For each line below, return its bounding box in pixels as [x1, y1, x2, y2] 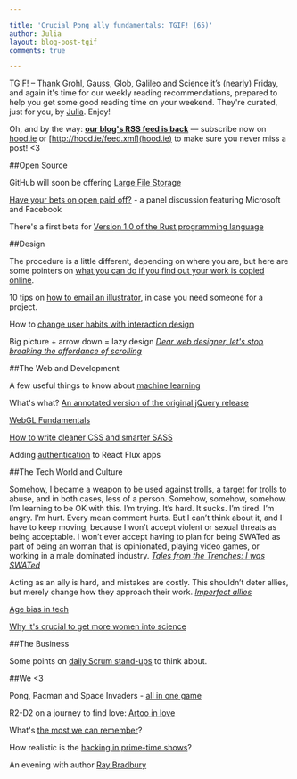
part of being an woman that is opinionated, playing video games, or [9, 541, 260, 551]
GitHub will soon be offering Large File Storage [9, 178, 182, 188]
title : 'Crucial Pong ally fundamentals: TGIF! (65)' [9, 21, 214, 29]
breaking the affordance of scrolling [9, 345, 143, 357]
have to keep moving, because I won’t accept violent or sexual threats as [9, 522, 277, 533]
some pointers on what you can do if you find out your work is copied [9, 265, 265, 277]
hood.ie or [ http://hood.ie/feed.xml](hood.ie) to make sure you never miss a [9, 133, 287, 144]
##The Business [9, 639, 70, 650]
